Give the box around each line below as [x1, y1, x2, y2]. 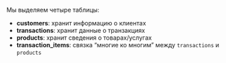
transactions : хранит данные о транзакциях [16, 27, 146, 34]
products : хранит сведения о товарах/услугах [16, 34, 152, 42]
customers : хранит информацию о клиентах [16, 19, 146, 27]
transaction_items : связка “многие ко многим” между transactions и [16, 41, 220, 49]
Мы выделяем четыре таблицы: [6, 6, 100, 14]
